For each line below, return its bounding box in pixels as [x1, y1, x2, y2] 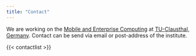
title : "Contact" [6, 8, 50, 15]
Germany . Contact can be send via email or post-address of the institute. [6, 31, 188, 39]
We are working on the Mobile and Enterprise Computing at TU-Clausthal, [6, 25, 190, 33]
